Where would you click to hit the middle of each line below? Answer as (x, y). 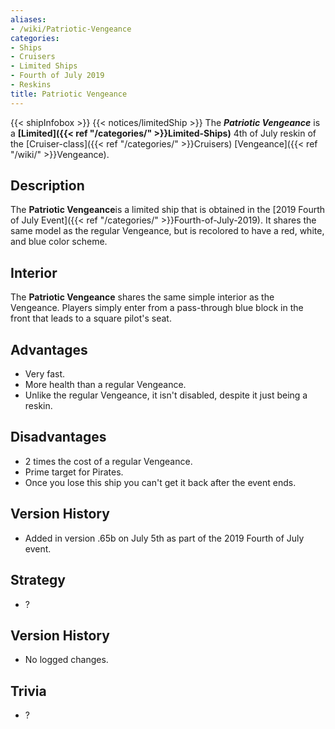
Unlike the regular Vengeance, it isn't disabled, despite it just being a (166, 395)
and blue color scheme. (59, 242)
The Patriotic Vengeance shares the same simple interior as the (142, 297)
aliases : (28, 19)
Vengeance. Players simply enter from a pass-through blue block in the (157, 308)
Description (47, 186)
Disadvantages (58, 437)
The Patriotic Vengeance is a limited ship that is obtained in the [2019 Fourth (168, 210)
